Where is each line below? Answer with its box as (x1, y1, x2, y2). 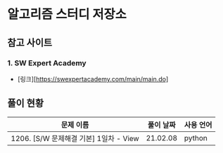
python (184, 133, 208, 142)
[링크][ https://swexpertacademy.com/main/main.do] (17, 74, 169, 83)
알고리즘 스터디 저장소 (7, 6, 127, 22)
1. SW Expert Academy (7, 58, 87, 67)
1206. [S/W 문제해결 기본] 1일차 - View (11, 133, 139, 143)
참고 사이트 (7, 36, 53, 48)
